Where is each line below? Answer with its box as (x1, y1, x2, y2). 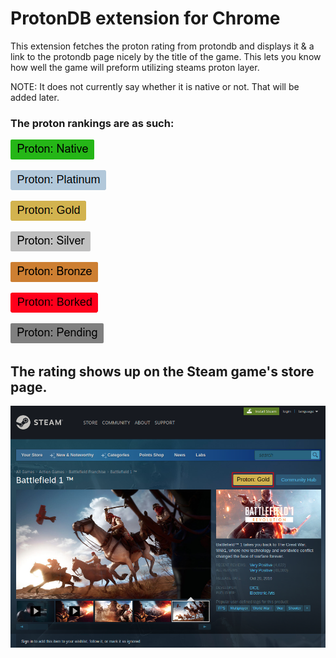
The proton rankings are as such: (10, 116, 175, 130)
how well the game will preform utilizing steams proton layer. (10, 61, 260, 73)
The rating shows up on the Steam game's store (10, 363, 315, 380)
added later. (10, 91, 60, 103)
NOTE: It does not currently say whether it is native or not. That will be (10, 80, 300, 92)
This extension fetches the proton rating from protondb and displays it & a (10, 40, 315, 52)
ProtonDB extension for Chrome (10, 7, 281, 30)
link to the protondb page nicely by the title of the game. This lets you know (10, 50, 322, 62)
